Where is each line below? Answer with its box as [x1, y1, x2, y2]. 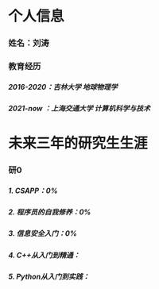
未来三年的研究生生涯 [8, 134, 149, 152]
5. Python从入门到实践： [8, 272, 90, 282]
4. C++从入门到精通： [8, 250, 80, 260]
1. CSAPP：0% [8, 186, 58, 195]
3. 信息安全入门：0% [8, 229, 77, 238]
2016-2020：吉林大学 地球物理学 [8, 82, 118, 91]
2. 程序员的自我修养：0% [8, 207, 91, 217]
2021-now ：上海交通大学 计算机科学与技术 [8, 104, 151, 113]
